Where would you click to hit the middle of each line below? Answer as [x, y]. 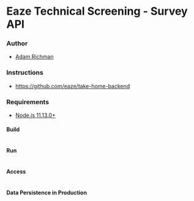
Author [17, 44]
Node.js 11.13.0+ [35, 115]
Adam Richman [34, 57]
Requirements [28, 102]
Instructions [25, 73]
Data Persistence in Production [47, 193]
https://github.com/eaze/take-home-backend [73, 86]
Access [16, 172]
